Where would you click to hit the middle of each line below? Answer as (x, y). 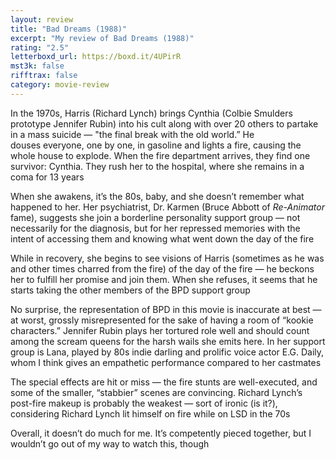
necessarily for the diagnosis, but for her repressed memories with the (155, 228)
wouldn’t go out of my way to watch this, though (110, 443)
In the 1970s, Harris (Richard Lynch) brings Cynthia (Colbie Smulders (151, 113)
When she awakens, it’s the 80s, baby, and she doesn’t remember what (157, 196)
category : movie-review (60, 85)
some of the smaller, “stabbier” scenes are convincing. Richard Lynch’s (156, 392)
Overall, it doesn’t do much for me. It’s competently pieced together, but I (161, 433)
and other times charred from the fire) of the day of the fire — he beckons (162, 268)
